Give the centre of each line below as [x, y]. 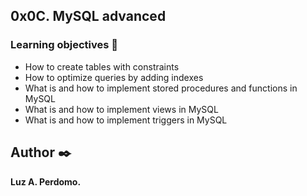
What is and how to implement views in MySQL [121, 109]
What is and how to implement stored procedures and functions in [161, 88]
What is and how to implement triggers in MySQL [126, 120]
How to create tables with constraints [102, 66]
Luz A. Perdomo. [46, 181]
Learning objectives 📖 [64, 45]
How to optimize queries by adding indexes [114, 77]
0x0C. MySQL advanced [88, 16]
